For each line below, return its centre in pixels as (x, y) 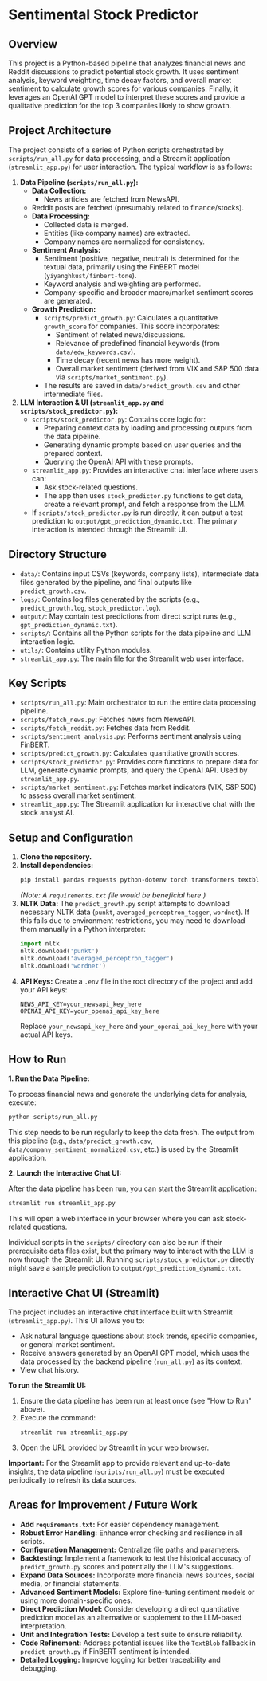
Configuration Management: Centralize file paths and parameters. (130, 1549)
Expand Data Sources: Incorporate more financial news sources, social (137, 1575)
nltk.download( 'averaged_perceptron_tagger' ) (96, 958)
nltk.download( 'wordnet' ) (63, 966)
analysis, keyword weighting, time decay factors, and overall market (120, 80)
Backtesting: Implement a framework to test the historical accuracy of (135, 1558)
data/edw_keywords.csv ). (95, 352)
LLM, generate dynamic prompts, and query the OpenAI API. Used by (133, 770)
